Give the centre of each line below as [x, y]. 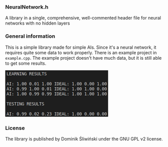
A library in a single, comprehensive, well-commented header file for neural [83, 18]
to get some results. [26, 63]
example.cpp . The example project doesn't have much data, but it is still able [83, 58]
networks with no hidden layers [38, 23]
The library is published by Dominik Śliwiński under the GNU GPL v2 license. [84, 138]
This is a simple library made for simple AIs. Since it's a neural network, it [81, 47]
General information [30, 36]
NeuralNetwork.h [27, 7]
